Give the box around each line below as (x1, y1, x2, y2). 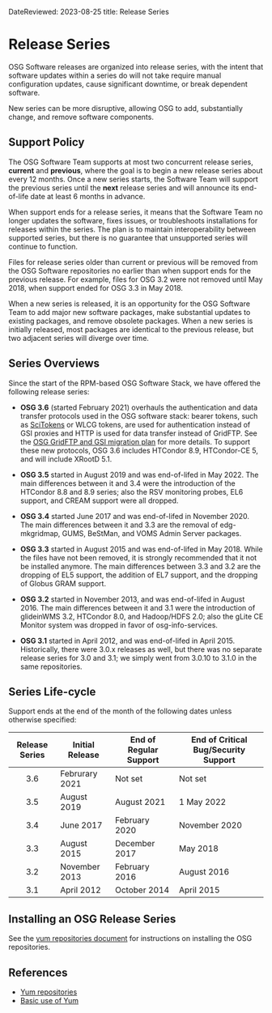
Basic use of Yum (19, 996, 79, 1005)
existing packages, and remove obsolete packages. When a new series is (8, 316, 253, 326)
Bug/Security (193, 744, 245, 755)
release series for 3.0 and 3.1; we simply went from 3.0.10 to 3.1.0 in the (19, 653, 257, 662)
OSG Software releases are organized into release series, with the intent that (8, 62, 264, 71)
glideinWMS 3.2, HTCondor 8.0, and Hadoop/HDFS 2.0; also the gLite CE (19, 611, 264, 621)
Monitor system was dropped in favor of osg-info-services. (19, 619, 219, 630)
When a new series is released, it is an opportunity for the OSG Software (8, 299, 251, 309)
